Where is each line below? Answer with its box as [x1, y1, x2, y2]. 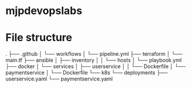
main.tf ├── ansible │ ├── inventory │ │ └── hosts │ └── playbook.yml [5, 57, 182, 64]
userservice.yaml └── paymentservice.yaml [5, 75, 113, 83]
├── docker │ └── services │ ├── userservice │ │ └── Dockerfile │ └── [5, 63, 186, 70]
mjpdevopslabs [5, 4, 83, 18]
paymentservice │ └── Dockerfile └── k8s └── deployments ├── [5, 69, 168, 76]
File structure [5, 31, 73, 45]
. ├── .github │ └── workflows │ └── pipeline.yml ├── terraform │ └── [5, 50, 183, 57]
